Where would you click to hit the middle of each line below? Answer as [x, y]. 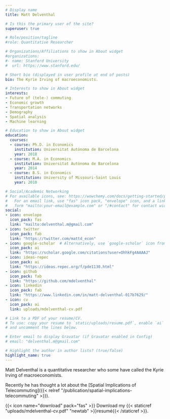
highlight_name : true [28, 355]
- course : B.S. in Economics [40, 173]
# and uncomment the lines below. [42, 328]
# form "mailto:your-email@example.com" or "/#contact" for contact [81, 205]
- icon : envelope [24, 215]
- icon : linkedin [24, 286]
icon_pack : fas [26, 220]
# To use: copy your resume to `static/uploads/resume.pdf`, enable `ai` [85, 323]
